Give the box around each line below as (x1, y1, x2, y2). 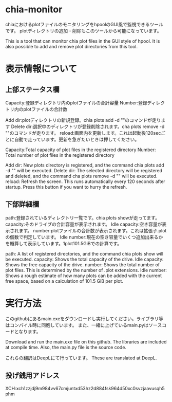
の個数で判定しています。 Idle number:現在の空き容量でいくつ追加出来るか (5, 234, 163, 240)
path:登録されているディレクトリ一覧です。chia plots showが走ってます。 (5, 214, 160, 221)
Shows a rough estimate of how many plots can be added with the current (5, 272, 162, 279)
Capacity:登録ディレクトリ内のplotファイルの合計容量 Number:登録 (5, 99, 147, 106)
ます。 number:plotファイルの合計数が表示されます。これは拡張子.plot (18, 227, 167, 233)
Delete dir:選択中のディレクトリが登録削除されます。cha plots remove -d (11, 123, 165, 130)
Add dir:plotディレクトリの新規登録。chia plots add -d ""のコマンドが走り (5, 117, 161, 123)
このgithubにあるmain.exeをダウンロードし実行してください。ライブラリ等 (5, 315, 164, 322)
